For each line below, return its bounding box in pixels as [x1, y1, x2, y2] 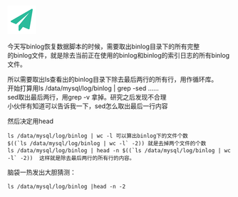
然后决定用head [7, 117, 54, 125]
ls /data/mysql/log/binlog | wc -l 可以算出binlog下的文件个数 [7, 132, 189, 139]
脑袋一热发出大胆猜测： [7, 168, 76, 176]
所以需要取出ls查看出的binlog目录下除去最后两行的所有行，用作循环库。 [7, 75, 218, 83]
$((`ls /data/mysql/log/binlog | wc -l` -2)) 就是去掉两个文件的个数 [7, 140, 207, 147]
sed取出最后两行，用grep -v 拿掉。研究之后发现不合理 [7, 93, 167, 101]
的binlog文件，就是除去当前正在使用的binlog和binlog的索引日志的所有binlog [7, 51, 230, 59]
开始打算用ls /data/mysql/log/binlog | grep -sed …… [7, 84, 159, 92]
